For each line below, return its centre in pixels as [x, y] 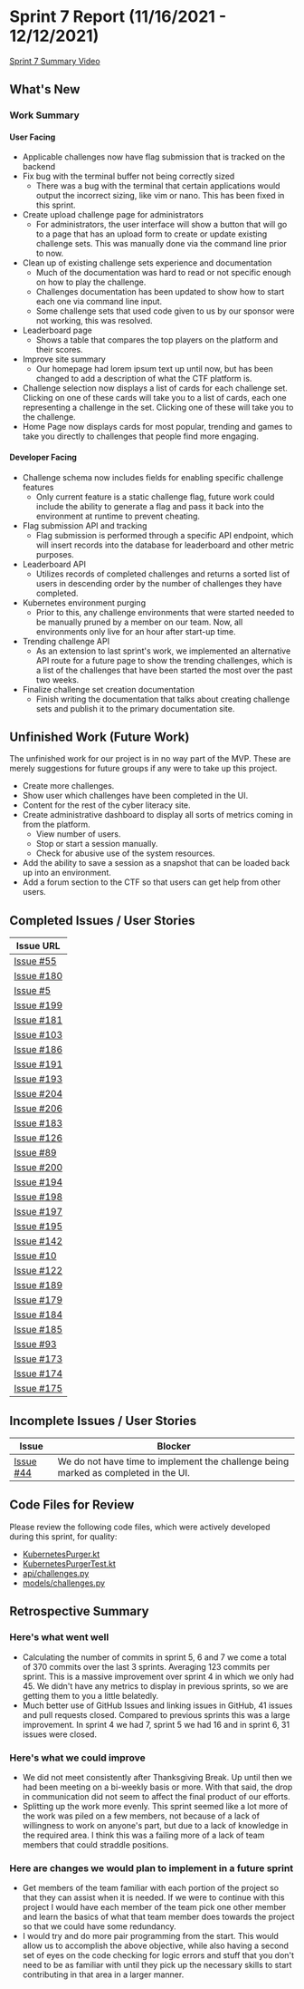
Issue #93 [35, 1344]
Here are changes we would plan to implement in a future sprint [152, 1868]
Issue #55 [35, 961]
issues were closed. [60, 1734]
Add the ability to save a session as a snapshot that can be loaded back [156, 863]
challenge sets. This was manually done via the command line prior [161, 244]
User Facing [33, 137]
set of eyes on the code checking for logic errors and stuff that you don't [158, 1955]
